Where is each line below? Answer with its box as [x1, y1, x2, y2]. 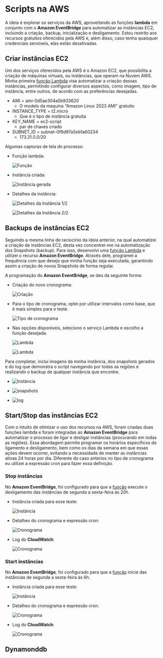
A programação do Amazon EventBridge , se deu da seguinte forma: [5, 272, 143, 278]
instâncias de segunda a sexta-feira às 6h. [5, 574, 91, 580]
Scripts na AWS [5, 3, 70, 15]
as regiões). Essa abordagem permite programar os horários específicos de [5, 440, 157, 446]
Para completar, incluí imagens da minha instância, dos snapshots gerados [5, 358, 155, 364]
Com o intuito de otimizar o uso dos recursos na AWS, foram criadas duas [5, 424, 153, 430]
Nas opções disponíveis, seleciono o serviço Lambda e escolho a [12, 325, 144, 331]
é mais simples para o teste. [12, 306, 69, 312]
